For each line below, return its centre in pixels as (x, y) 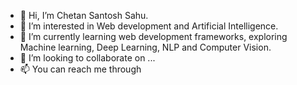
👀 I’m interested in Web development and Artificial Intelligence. (149, 26)
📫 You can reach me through (80, 69)
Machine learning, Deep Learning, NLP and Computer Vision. (145, 47)
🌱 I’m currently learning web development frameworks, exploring (153, 36)
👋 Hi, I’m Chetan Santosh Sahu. (84, 15)
